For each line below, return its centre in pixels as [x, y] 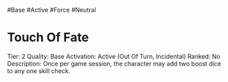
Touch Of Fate [48, 38]
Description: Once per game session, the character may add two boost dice [114, 64]
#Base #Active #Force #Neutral [52, 10]
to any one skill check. [39, 70]
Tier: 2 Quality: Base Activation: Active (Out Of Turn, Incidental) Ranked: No [114, 56]
